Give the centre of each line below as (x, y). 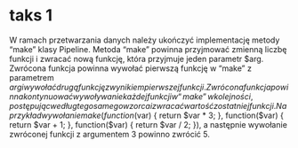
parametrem (32, 77)
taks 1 (31, 16)
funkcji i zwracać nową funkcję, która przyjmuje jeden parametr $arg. (137, 58)
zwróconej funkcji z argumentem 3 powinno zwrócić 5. (110, 134)
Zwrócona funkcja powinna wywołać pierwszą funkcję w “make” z (130, 68)
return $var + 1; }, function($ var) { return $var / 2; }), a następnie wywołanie (148, 124)
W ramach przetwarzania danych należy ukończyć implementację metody (145, 40)
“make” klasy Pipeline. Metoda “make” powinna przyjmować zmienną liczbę (148, 49)
